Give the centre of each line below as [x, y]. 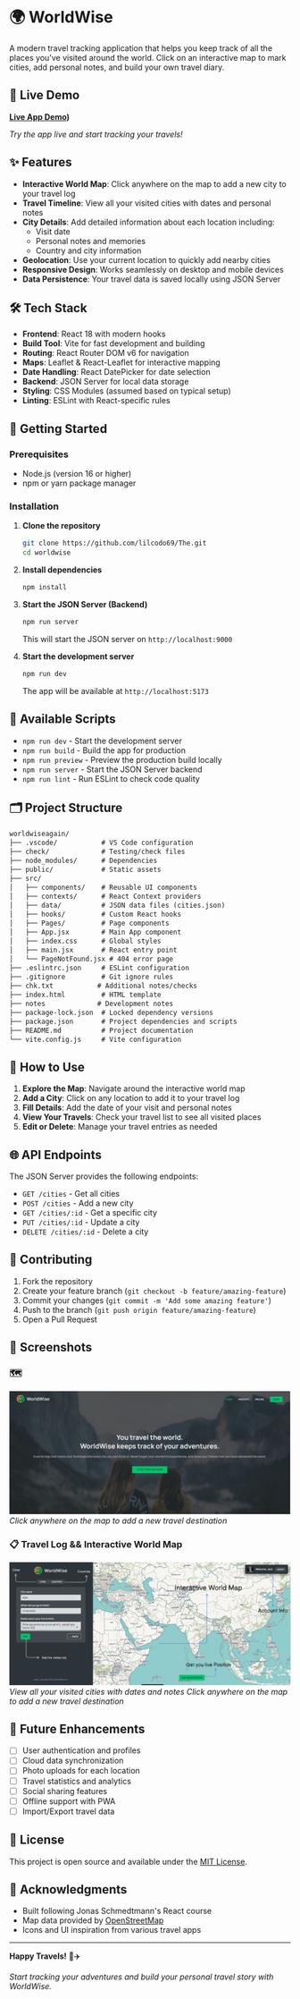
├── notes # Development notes [92, 1004]
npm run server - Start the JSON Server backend [112, 769]
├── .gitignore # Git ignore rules [92, 977]
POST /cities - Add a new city [78, 1203]
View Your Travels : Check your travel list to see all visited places [142, 1117]
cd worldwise [46, 553]
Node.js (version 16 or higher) [77, 474]
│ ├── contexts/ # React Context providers [105, 897]
